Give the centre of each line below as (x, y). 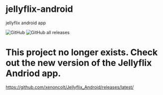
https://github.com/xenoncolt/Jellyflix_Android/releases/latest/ (70, 87)
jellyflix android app (26, 23)
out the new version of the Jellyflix (79, 63)
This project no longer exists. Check (82, 52)
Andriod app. (33, 73)
